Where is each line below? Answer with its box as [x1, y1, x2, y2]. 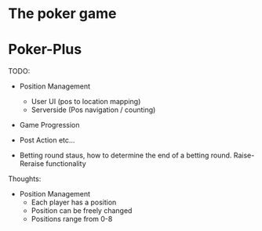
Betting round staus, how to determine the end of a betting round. [19, 150, 232, 161]
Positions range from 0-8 [31, 215, 113, 224]
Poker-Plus [8, 41, 82, 59]
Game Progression [19, 121, 80, 130]
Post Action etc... [19, 135, 75, 145]
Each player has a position [31, 197, 117, 208]
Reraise [19, 159, 45, 168]
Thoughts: [8, 174, 42, 184]
